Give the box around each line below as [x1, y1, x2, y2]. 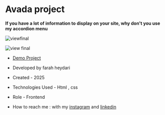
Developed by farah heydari [12, 65, 70, 71]
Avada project [5, 4, 65, 15]
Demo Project [12, 54, 41, 61]
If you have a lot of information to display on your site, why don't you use [5, 20, 160, 26]
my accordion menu [5, 25, 48, 31]
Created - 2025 [12, 74, 45, 80]
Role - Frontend [12, 94, 45, 100]
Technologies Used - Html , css [12, 84, 78, 90]
